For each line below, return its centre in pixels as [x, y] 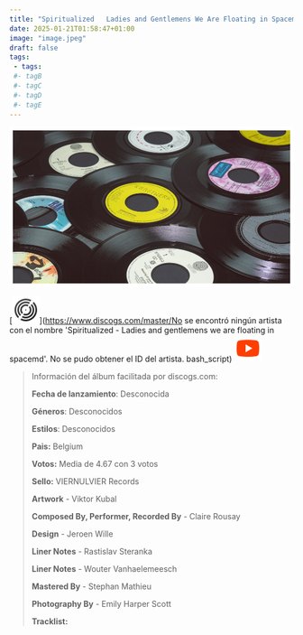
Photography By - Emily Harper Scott [101, 604]
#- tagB [28, 77]
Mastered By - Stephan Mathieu [91, 586]
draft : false [34, 48]
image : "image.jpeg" [48, 38]
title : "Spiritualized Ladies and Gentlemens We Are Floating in [139, 19]
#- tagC [28, 86]
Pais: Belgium [57, 446]
